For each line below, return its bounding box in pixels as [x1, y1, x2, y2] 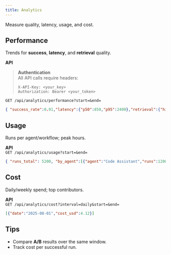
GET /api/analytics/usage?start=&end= [5, 150, 88, 156]
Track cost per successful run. [12, 244, 77, 250]
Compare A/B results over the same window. [12, 238, 107, 245]
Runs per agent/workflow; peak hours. [5, 135, 86, 141]
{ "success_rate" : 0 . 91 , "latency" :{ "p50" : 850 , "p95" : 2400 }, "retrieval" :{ [5, 107, 160, 112]
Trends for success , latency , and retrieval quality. [5, 49, 111, 56]
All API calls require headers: [17, 75, 79, 81]
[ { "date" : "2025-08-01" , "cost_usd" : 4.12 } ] [5, 211, 95, 216]
